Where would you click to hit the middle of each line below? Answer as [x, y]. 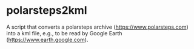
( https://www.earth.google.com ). [47, 39]
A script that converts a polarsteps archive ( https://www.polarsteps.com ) [98, 27]
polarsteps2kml [47, 10]
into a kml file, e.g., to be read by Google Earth [64, 33]
